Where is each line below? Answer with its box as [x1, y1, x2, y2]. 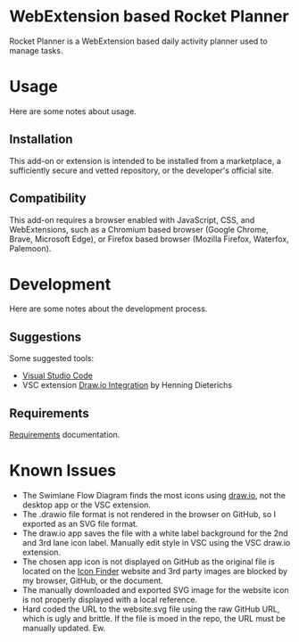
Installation [9, 132, 73, 147]
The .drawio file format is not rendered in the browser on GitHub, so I [21, 509, 277, 519]
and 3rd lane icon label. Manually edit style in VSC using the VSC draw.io [21, 538, 291, 547]
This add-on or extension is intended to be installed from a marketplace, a [9, 155, 281, 166]
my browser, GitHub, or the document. [21, 575, 163, 586]
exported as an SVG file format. [21, 519, 138, 529]
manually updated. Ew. [21, 622, 106, 633]
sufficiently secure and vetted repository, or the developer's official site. [9, 165, 274, 176]
